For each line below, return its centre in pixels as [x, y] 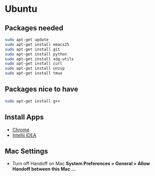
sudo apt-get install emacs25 [37, 44]
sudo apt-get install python [36, 54]
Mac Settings [26, 151]
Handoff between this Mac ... [44, 169]
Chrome [21, 130]
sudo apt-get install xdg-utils [39, 59]
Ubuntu [21, 9]
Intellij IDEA [24, 135]
